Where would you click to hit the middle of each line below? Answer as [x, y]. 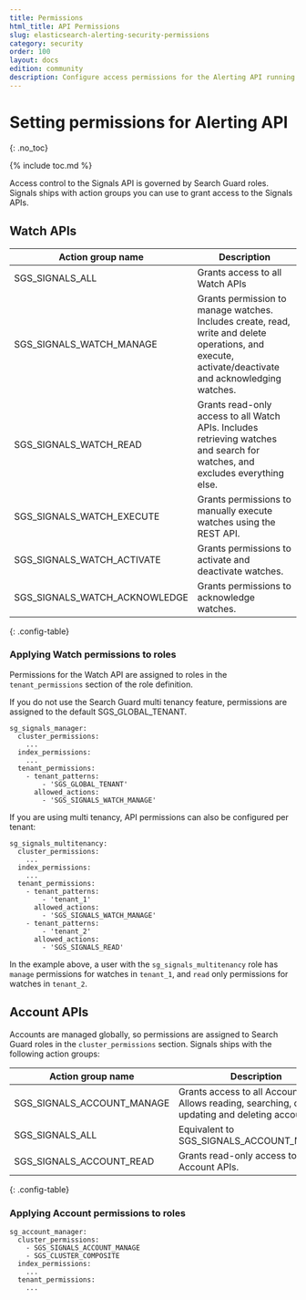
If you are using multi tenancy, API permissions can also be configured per [149, 816]
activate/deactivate [239, 367]
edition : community [46, 69]
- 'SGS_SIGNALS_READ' [83, 947]
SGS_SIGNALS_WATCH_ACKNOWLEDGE [101, 597]
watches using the [236, 522]
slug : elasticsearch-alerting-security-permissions [109, 35]
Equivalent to [206, 1129]
